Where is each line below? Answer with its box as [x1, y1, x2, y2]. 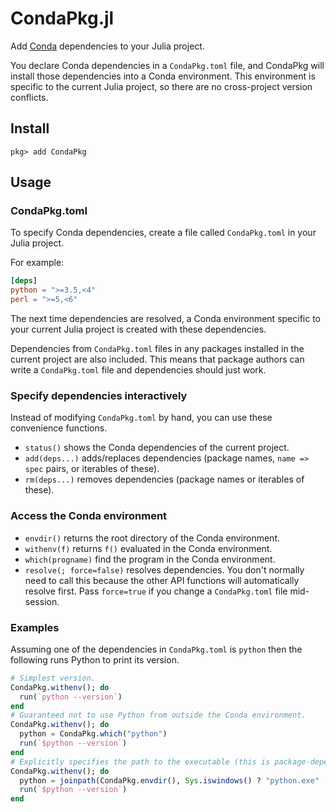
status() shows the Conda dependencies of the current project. [24, 442, 290, 454]
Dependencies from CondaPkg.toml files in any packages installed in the [10, 343, 305, 355]
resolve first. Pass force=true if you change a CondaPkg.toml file [24, 585, 288, 597]
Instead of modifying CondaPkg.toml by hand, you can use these [10, 412, 273, 424]
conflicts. [10, 91, 49, 103]
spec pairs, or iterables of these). [24, 463, 160, 475]
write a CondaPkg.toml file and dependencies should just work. [10, 364, 267, 376]
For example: [10, 257, 65, 269]
